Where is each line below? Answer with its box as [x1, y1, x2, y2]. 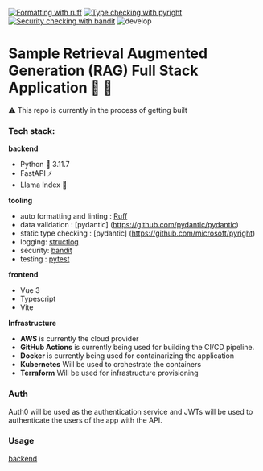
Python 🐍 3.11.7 [19, 160, 70, 169]
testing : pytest [19, 254, 70, 264]
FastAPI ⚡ [19, 169, 52, 178]
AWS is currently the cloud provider [19, 334, 139, 344]
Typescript [19, 294, 56, 304]
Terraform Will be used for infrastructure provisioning [19, 368, 199, 378]
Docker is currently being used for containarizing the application [19, 351, 235, 361]
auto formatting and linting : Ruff [19, 211, 128, 221]
